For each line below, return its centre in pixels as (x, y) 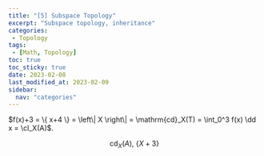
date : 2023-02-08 (37, 75)
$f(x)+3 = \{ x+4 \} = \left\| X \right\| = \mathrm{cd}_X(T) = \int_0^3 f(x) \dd (132, 119)
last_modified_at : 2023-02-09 (59, 82)
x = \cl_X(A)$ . (31, 128)
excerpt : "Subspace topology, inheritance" (82, 23)
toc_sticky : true (37, 68)
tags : (17, 45)
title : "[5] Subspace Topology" (62, 16)
